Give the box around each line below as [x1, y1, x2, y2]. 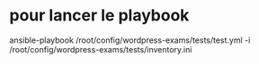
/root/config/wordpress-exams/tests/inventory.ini [9, 44, 192, 54]
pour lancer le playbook [9, 5, 190, 26]
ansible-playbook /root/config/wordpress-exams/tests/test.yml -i [9, 35, 251, 45]
